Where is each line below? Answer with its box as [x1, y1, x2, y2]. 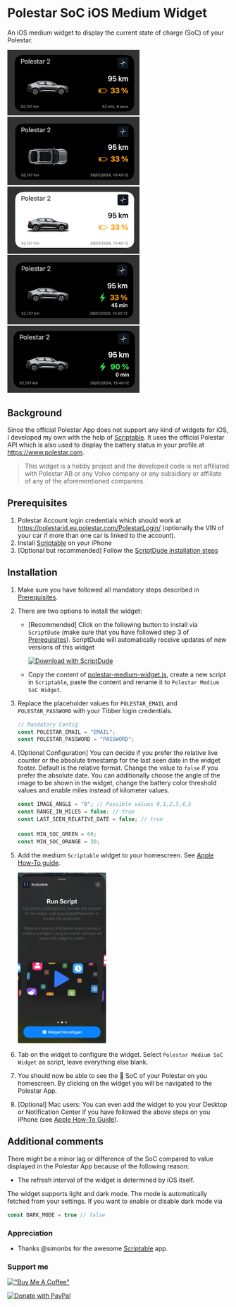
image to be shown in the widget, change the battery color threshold [17, 779, 217, 787]
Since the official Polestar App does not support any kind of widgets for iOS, [7, 426, 229, 434]
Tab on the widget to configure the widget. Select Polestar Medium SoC [17, 1050, 223, 1058]
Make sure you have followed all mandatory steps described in [17, 585, 199, 594]
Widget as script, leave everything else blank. [17, 1058, 149, 1066]
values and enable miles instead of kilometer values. [17, 786, 170, 795]
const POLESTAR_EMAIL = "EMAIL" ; [17, 728, 116, 736]
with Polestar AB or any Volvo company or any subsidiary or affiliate [24, 469, 222, 478]
